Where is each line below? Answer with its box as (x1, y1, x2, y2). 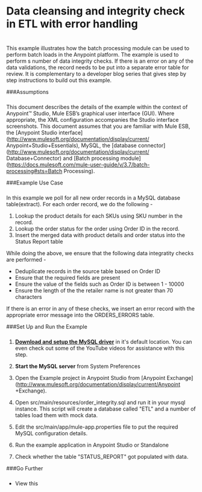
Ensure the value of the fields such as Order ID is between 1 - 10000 (14, 280, 185, 288)
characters (14, 294, 42, 301)
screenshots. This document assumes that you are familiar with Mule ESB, (6, 122, 191, 130)
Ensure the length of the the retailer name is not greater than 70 (14, 287, 174, 294)
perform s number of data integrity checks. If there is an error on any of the (6, 57, 194, 65)
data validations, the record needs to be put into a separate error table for (6, 64, 189, 71)
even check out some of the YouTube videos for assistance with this (14, 345, 185, 352)
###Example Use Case (6, 179, 63, 186)
